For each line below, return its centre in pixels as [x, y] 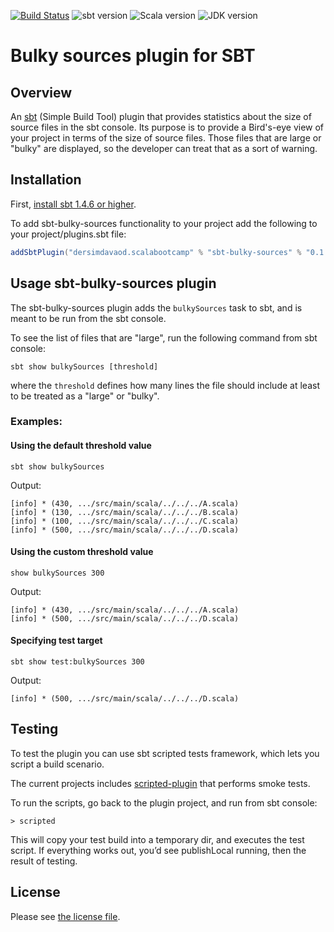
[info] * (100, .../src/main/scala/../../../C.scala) [125, 521]
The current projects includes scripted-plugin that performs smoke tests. [160, 783]
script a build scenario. [57, 764]
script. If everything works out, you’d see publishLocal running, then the [158, 850]
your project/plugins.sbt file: [68, 234]
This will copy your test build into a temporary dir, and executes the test [157, 839]
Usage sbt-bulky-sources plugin [113, 283]
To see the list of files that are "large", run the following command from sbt [164, 337]
